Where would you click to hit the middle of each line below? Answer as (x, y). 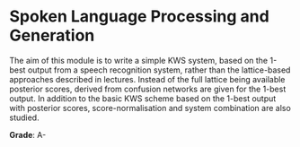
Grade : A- (28, 134)
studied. (24, 117)
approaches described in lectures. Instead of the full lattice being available (147, 79)
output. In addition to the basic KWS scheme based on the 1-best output (143, 98)
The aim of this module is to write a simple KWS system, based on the (139, 60)
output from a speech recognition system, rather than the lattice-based (159, 70)
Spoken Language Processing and (139, 17)
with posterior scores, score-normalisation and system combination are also (150, 108)
